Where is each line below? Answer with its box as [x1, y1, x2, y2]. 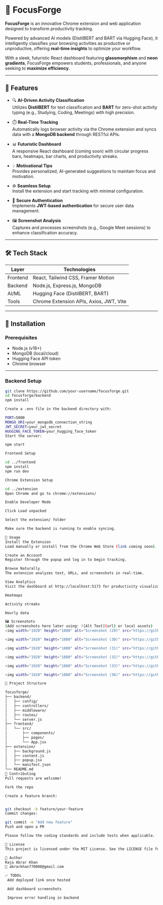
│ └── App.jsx [5, 739, 47, 745]
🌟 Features [5, 84, 38, 92]
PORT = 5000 [5, 415, 25, 421]
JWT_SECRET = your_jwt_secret [5, 424, 62, 429]
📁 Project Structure [5, 681, 47, 686]
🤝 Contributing [5, 771, 36, 776]
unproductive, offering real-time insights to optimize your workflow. [5, 45, 142, 51]
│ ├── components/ [5, 731, 55, 735]
